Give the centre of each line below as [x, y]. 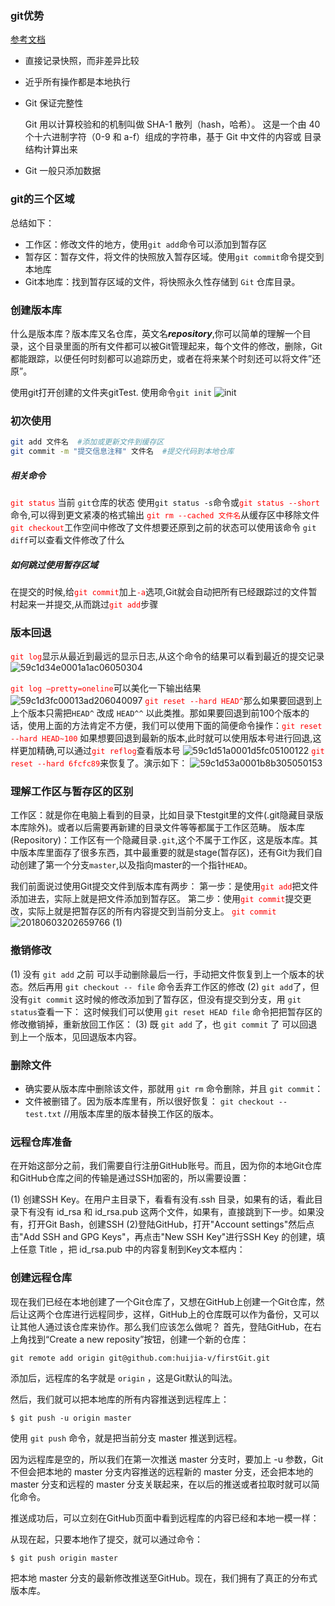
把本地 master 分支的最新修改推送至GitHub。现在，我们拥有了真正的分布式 [164, 1578]
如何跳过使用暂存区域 [54, 564]
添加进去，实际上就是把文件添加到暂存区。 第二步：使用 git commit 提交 [156, 899]
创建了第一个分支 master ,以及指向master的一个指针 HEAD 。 [135, 865]
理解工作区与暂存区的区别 [72, 792]
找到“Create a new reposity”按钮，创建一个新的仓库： [138, 1339]
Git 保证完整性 [54, 103]
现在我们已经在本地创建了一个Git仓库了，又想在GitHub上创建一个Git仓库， [163, 1301]
